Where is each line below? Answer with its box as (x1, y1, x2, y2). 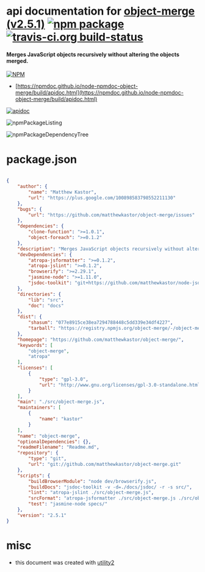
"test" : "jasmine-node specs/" (28, 501, 108, 507)
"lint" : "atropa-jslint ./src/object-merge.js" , (28, 490, 154, 496)
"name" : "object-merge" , (17, 433, 81, 439)
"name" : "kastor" (38, 416, 84, 422)
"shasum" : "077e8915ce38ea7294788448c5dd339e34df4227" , (28, 320, 173, 326)
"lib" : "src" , (28, 297, 64, 303)
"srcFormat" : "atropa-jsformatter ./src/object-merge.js (28, 495, 176, 501)
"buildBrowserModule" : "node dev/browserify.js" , (28, 478, 157, 484)
